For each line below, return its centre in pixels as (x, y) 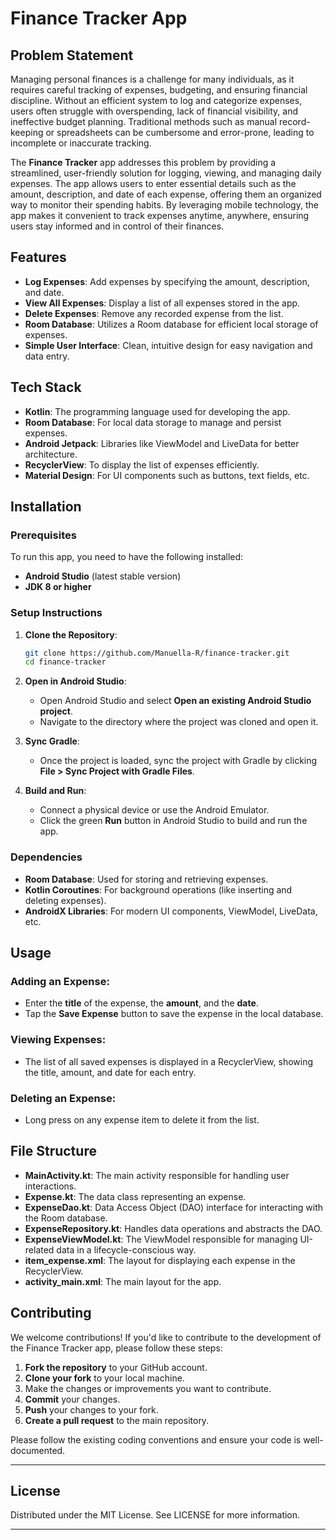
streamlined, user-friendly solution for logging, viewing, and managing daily (166, 173)
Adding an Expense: (60, 981)
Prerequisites (43, 535)
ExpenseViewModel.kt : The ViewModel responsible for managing (161, 1239)
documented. (38, 1450)
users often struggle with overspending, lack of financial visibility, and (154, 111)
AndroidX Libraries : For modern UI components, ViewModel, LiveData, (171, 911)
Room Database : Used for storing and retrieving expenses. (146, 879)
